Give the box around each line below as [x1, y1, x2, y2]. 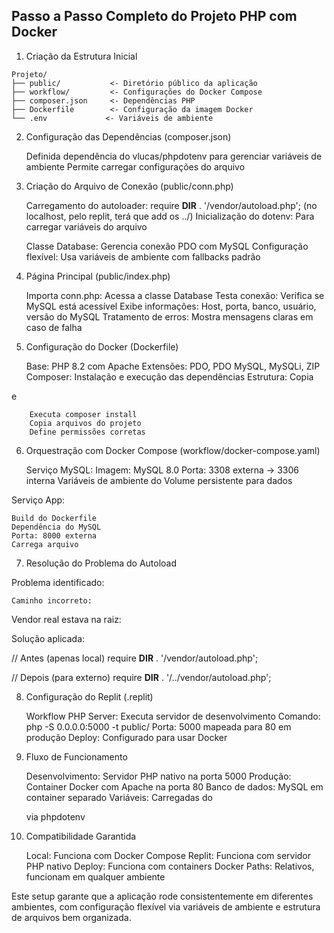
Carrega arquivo [11, 539, 79, 549]
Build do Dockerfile [11, 513, 98, 523]
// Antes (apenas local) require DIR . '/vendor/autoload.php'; [11, 652, 259, 664]
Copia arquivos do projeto [29, 418, 142, 428]
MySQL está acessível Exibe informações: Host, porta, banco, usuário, [25, 300, 317, 312]
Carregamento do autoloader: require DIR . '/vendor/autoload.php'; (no [25, 199, 318, 211]
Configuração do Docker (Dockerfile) [25, 340, 179, 353]
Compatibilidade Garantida [25, 830, 137, 842]
